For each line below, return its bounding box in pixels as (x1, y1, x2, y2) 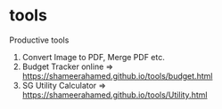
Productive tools (9, 35, 70, 45)
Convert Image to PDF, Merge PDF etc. (21, 51, 165, 62)
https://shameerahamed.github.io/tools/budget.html (21, 70, 213, 81)
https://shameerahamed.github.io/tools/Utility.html (21, 90, 208, 100)
